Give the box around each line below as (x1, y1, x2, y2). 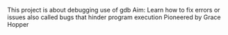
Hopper (7, 21, 29, 28)
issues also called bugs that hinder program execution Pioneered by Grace (7, 13, 221, 21)
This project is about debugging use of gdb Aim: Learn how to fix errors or (7, 6, 220, 14)
